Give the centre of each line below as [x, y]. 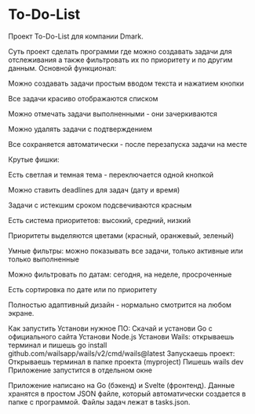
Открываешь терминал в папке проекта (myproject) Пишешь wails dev [126, 361]
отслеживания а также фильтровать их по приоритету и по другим [120, 60]
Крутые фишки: [34, 159]
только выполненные [44, 259]
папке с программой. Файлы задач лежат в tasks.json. [99, 401]
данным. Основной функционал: [62, 68]
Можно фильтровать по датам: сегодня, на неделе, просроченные [120, 274]
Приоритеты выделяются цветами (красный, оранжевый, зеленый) [121, 235]
